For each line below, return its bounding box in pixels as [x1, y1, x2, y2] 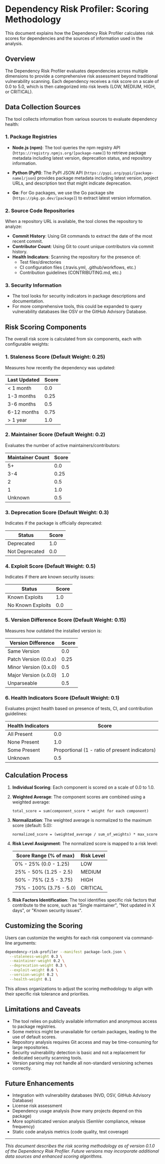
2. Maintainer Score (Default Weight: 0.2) [5, 431, 106, 438]
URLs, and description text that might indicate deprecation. [12, 180, 132, 186]
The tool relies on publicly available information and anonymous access [12, 1018, 157, 1024]
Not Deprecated [7, 548, 45, 555]
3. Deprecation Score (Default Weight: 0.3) [5, 509, 109, 516]
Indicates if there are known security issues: [5, 574, 95, 580]
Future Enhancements [5, 1080, 75, 1087]
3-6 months [7, 400, 36, 407]
